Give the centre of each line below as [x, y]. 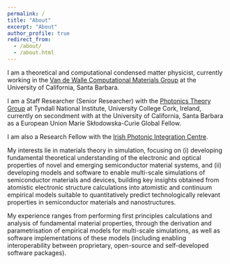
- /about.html [34, 53]
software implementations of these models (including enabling [97, 237]
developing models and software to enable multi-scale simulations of [106, 173]
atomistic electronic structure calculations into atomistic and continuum [110, 187]
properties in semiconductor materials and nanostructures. [92, 202]
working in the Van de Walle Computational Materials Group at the [102, 80]
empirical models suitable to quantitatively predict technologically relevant [114, 195]
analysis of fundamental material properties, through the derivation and [109, 223]
